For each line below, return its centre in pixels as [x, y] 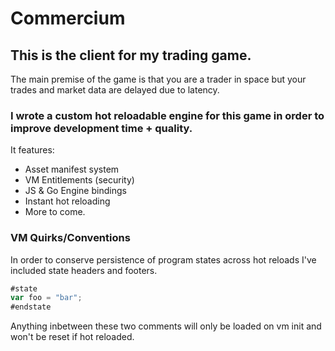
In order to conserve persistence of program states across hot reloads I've [163, 259]
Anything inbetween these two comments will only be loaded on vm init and [166, 326]
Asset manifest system [72, 169]
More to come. [55, 212]
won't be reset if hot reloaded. [72, 337]
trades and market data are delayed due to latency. [115, 90]
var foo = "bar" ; [46, 298]
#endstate [31, 307]
